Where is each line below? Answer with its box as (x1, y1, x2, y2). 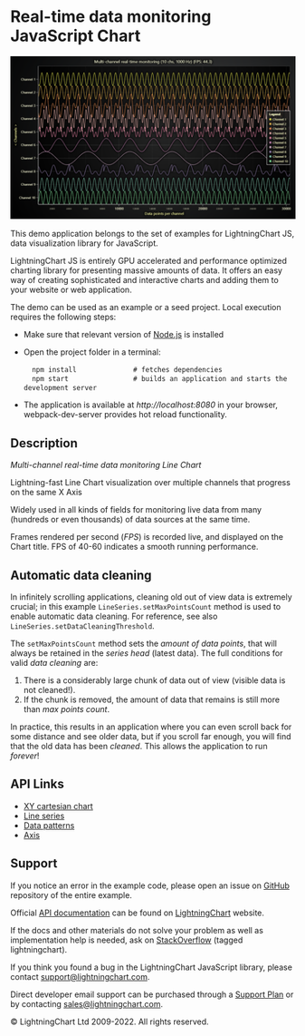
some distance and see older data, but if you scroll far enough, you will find (10, 731, 292, 741)
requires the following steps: (10, 311, 117, 323)
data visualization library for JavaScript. (10, 238, 159, 249)
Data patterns (23, 819, 75, 831)
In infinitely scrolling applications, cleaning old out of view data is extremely (10, 591, 292, 602)
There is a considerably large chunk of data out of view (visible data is (23, 675, 286, 686)
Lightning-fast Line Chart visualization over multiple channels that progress (10, 477, 291, 488)
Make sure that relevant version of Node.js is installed (23, 329, 224, 340)
